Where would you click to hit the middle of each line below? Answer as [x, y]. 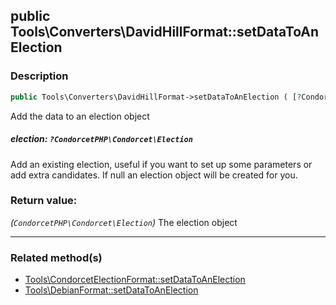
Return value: [44, 201]
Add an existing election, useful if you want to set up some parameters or [161, 164]
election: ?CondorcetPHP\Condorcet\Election [101, 139]
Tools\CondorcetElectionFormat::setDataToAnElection [135, 280]
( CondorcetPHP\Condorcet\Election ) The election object [124, 222]
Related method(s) [56, 257]
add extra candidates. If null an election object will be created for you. [154, 175]
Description [39, 76]
